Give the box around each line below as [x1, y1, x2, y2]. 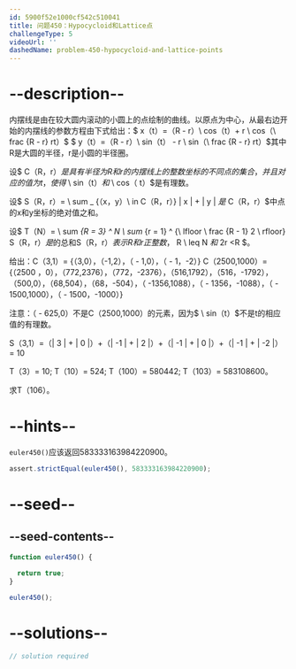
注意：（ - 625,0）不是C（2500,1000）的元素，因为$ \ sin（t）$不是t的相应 [9, 308, 281, 319]
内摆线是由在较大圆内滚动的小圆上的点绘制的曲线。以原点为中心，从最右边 [9, 114, 280, 125]
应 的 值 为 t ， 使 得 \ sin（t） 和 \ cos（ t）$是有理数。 [9, 178, 194, 188]
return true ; [17, 568, 65, 578]
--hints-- [9, 417, 77, 436]
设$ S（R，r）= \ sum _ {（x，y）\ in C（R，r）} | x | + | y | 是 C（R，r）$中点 [9, 196, 285, 207]
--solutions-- [9, 623, 109, 642]
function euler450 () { [9, 552, 93, 562]
